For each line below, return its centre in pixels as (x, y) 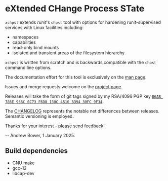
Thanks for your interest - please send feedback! (55, 126)
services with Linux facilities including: (44, 27)
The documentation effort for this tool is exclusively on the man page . (76, 77)
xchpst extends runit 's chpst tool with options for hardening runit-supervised (83, 22)
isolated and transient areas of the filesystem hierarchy (68, 53)
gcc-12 (20, 168)
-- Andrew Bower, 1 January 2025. (40, 135)
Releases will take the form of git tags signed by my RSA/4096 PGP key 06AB (83, 96)
